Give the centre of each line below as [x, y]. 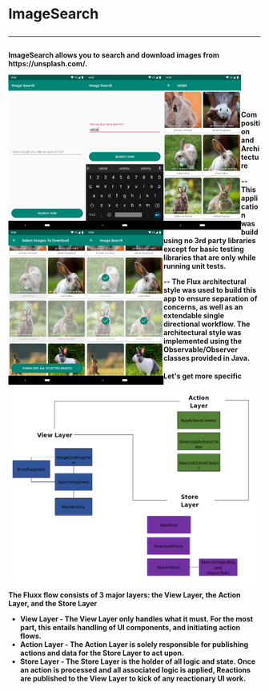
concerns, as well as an [203, 307]
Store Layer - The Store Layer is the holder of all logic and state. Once [138, 661]
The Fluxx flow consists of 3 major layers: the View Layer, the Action [125, 595]
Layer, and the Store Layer [53, 603]
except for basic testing [204, 249]
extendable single [194, 315]
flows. [30, 636]
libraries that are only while [210, 258]
